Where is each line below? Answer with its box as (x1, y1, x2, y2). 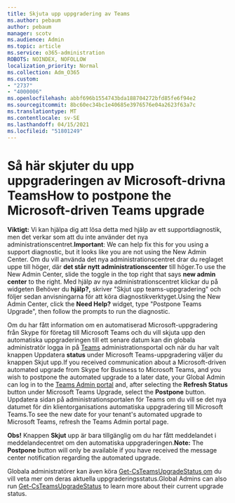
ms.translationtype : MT (7, 108, 77, 115)
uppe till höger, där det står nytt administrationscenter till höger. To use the (7, 263, 227, 271)
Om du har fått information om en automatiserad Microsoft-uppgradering (7, 321, 218, 329)
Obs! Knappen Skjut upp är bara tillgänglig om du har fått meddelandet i (7, 432, 217, 440)
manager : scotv (7, 29, 52, 37)
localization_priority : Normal (7, 62, 99, 69)
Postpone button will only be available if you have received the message (7, 446, 217, 455)
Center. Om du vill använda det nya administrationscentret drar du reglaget (7, 255, 224, 263)
